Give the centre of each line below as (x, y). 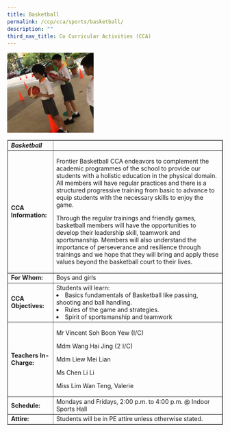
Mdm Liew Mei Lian (83, 359)
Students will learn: (83, 288)
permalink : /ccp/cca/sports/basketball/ (66, 22)
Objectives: (28, 306)
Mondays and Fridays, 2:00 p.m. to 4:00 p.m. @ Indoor (133, 402)
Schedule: (26, 405)
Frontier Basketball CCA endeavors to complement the (132, 162)
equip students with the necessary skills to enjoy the (130, 198)
